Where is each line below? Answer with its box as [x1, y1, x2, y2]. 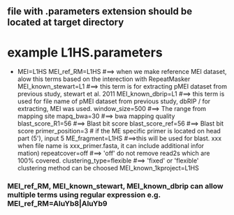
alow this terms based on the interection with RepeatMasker [17, 75, 191, 83]
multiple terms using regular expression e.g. [7, 190, 161, 200]
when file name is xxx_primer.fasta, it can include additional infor [17, 142, 205, 150]
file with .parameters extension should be [7, 6, 193, 17]
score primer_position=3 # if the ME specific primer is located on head [17, 127, 221, 135]
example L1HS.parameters [7, 45, 163, 60]
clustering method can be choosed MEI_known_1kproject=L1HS [17, 164, 199, 172]
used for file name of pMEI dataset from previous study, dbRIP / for [17, 97, 211, 105]
